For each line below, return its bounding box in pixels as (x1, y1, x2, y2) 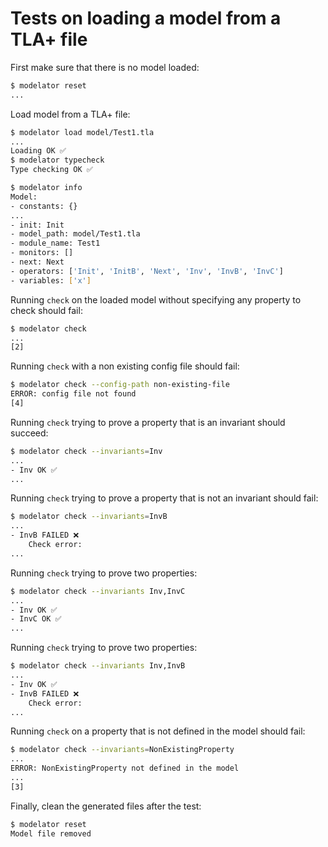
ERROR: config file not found (10, 389, 137, 399)
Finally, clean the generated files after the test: (10, 800, 202, 812)
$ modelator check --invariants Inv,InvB (10, 661, 186, 671)
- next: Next (10, 257, 65, 267)
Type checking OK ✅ (10, 165, 93, 175)
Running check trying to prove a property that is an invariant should (10, 416, 286, 428)
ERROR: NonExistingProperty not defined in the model (10, 763, 240, 774)
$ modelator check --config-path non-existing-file (10, 380, 230, 390)
